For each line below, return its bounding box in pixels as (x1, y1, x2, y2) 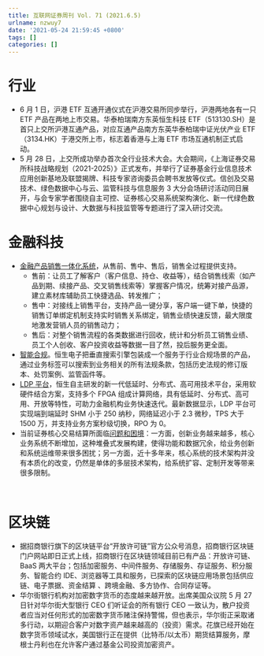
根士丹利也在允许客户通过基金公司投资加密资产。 (19, 639, 179, 649)
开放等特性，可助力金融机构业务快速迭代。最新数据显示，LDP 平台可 (33, 399, 256, 408)
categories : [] (8, 41, 58, 49)
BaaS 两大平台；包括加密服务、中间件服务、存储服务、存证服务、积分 (19, 561, 246, 570)
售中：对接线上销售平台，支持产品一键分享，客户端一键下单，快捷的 (31, 301, 253, 309)
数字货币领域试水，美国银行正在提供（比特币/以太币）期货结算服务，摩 (19, 629, 251, 639)
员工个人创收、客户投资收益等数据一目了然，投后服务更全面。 (31, 340, 232, 349)
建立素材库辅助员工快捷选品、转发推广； (31, 291, 163, 300)
